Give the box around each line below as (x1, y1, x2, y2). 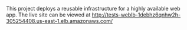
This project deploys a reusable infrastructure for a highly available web (6, 5, 181, 12)
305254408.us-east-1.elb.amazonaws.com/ (6, 18, 113, 24)
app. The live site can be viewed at (6, 11, 91, 18)
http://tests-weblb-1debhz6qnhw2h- (91, 11, 181, 18)
